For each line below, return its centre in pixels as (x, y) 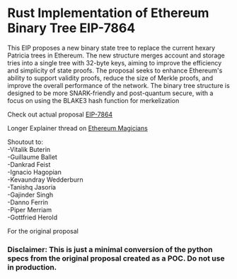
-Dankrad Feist (29, 164)
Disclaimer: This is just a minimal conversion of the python (110, 249)
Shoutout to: (25, 142)
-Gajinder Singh (30, 195)
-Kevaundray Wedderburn (45, 180)
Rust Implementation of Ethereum (108, 13)
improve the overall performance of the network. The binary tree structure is (118, 85)
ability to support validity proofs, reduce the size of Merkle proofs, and (110, 78)
